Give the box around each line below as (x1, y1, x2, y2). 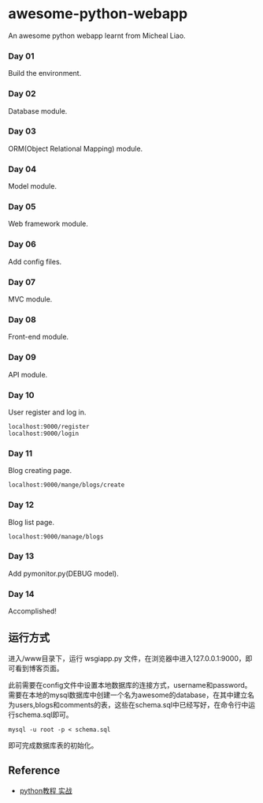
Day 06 (8, 238, 37, 250)
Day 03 (8, 126, 37, 137)
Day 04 (8, 163, 37, 174)
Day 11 (8, 448, 33, 459)
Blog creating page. (8, 466, 72, 475)
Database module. (8, 106, 68, 115)
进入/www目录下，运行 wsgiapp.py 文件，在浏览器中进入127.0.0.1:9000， (8, 653, 246, 663)
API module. (8, 370, 48, 379)
